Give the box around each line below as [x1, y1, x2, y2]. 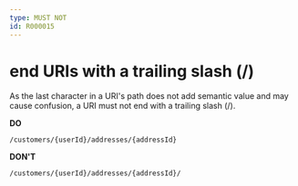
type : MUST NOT [9, 13, 67, 23]
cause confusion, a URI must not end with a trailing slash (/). [9, 101, 236, 112]
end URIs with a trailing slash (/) [9, 61, 255, 82]
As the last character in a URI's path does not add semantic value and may [9, 91, 289, 102]
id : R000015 [9, 22, 55, 31]
